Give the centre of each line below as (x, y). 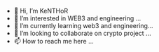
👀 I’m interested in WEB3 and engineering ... (77, 18)
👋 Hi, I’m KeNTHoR (41, 11)
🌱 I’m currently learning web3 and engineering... (83, 26)
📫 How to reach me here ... (54, 41)
